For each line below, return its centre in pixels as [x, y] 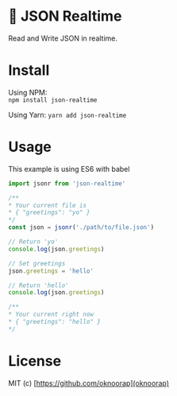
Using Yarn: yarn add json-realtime [67, 115]
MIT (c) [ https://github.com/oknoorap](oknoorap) [88, 383]
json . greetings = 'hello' [51, 271]
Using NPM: [28, 92]
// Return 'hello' [38, 285]
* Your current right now [51, 314]
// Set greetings [37, 263]
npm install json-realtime [53, 100]
